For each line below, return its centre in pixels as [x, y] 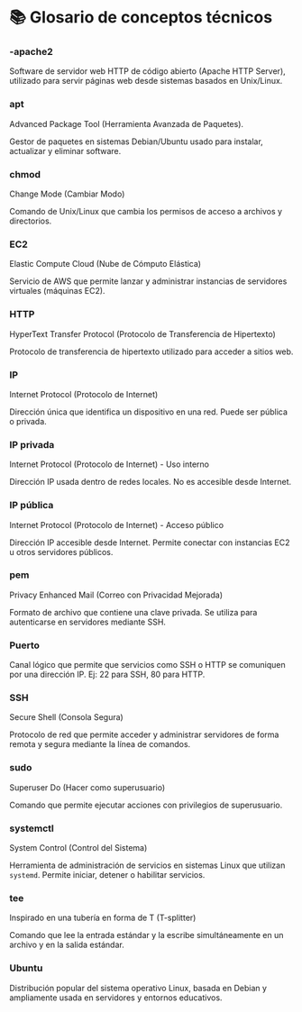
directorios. [31, 221]
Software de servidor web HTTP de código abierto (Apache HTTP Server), [147, 71]
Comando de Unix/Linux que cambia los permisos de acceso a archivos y [146, 212]
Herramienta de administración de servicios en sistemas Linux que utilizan [147, 865]
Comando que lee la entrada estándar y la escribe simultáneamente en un [146, 935]
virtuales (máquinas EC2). [57, 291]
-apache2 [31, 52]
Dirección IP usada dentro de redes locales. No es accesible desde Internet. [151, 482]
